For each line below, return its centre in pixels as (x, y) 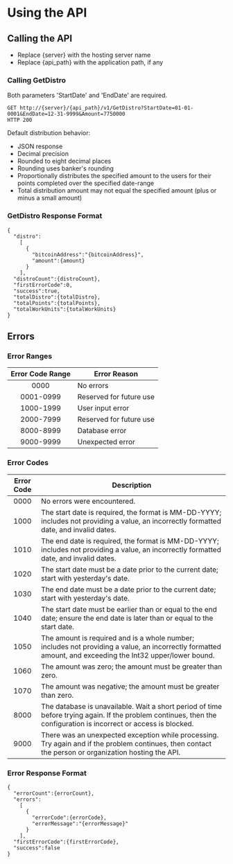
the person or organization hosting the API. (111, 752)
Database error (102, 431)
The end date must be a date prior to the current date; (129, 589)
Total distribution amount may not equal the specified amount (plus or (117, 191)
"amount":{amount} (59, 261)
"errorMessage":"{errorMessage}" (80, 823)
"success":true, (37, 291)
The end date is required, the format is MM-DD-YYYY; (130, 540)
